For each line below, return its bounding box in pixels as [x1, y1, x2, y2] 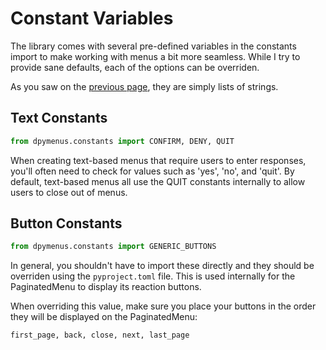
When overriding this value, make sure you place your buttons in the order [10, 300, 317, 312]
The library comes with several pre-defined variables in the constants [10, 40, 297, 52]
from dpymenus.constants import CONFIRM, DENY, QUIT [10, 136, 235, 146]
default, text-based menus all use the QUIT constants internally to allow [10, 175, 306, 187]
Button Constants [10, 215, 123, 232]
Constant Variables [10, 7, 174, 30]
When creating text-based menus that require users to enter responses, [10, 154, 307, 166]
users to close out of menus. [10, 186, 128, 198]
